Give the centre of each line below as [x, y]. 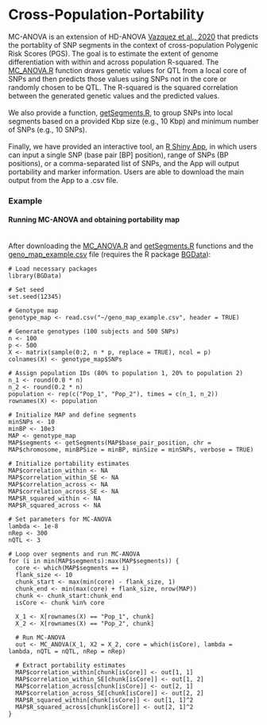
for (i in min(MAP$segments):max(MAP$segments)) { [94, 561]
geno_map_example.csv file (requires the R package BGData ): [110, 254]
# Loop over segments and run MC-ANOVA [74, 554]
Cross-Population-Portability [106, 15]
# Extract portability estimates [71, 665]
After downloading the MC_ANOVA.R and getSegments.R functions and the [131, 246]
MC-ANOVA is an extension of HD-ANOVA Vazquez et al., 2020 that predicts [133, 37]
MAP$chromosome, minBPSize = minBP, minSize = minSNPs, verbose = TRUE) [131, 450]
